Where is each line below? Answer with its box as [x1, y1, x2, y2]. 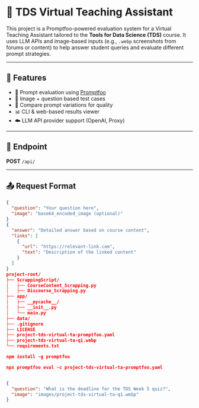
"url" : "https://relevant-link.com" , [21, 244, 115, 250]
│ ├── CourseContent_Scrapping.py [6, 282, 97, 288]
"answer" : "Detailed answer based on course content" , [11, 227, 150, 233]
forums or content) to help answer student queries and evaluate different [6, 44, 184, 51]
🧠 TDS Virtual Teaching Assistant [6, 5, 173, 19]
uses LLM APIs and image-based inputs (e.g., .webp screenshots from [6, 37, 176, 44]
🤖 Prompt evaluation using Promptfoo [14, 88, 107, 95]
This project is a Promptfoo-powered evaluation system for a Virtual [6, 25, 172, 32]
